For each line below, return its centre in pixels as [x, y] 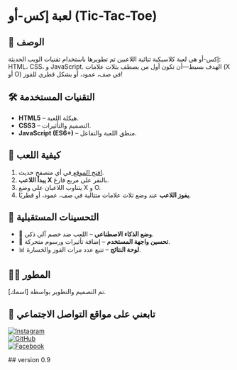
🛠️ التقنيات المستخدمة [51, 97]
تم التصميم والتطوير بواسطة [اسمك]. [57, 292]
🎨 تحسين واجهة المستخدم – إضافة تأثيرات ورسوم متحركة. [94, 242]
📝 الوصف [26, 42]
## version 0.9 [29, 360]
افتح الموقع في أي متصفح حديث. [61, 172]
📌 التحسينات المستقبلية [54, 217]
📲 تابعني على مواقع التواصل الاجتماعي [82, 314]
